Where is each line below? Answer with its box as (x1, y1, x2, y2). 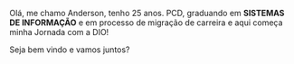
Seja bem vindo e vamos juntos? (9, 44, 130, 55)
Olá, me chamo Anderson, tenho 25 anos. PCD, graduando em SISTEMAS (9, 8, 285, 18)
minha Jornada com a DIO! (9, 27, 109, 37)
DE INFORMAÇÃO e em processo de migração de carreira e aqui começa (9, 17, 283, 28)
